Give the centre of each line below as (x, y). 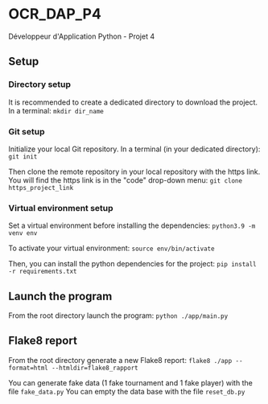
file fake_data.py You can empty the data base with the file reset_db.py (127, 391)
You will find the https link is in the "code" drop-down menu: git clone (126, 180)
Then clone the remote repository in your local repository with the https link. (134, 171)
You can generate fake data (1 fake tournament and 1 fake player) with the (131, 382)
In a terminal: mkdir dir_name (56, 110)
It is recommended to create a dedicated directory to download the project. (133, 102)
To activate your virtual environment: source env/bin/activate (111, 248)
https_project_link (41, 188)
